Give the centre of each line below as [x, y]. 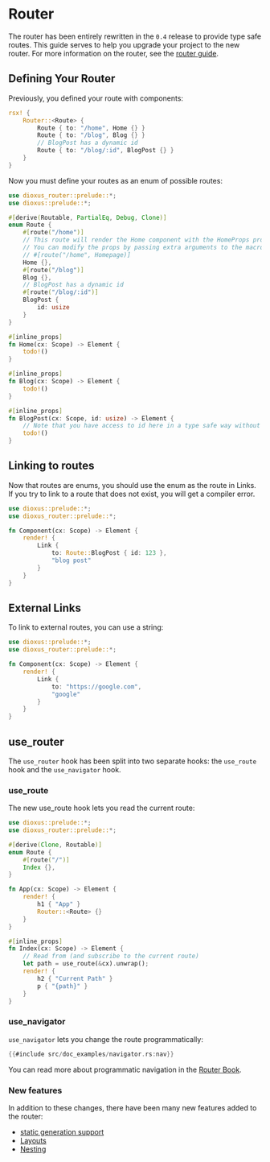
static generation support [62, 1131]
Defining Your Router [62, 79]
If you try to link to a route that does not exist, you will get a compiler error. [132, 494]
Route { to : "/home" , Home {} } [92, 128]
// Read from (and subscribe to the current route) [111, 956]
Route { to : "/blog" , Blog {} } [92, 135]
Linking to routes [51, 466]
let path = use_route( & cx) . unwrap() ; [86, 964]
